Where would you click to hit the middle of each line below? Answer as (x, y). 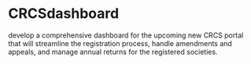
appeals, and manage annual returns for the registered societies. (113, 52)
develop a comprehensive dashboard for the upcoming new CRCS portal (126, 35)
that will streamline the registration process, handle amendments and (120, 43)
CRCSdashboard (64, 14)
